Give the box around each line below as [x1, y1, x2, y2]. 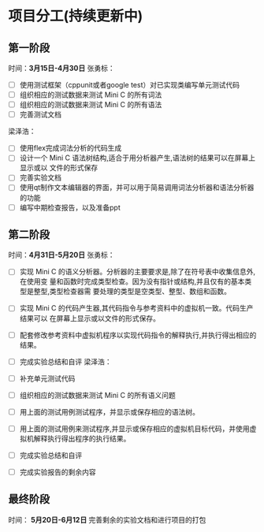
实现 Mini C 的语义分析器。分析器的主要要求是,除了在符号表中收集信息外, [19, 267, 256, 277]
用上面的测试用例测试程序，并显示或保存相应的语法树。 [19, 407, 199, 416]
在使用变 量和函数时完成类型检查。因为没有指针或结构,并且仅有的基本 [19, 277, 245, 286]
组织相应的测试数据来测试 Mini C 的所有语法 [19, 100, 162, 110]
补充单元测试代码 [19, 374, 76, 383]
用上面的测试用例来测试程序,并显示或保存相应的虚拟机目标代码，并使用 [19, 423, 250, 433]
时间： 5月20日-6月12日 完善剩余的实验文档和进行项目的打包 [8, 515, 206, 524]
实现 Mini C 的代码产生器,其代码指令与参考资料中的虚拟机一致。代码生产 [19, 303, 254, 313]
